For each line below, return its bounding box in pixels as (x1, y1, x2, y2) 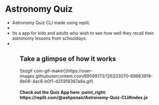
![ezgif (19, 68, 33, 74)
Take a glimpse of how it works (19, 55, 116, 63)
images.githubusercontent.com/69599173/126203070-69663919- (19, 73, 153, 79)
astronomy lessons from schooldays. (12, 35, 87, 41)
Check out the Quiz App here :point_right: (19, 89, 106, 95)
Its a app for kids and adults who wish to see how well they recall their (12, 30, 155, 36)
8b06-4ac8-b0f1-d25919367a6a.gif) (19, 78, 94, 84)
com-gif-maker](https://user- (33, 68, 93, 74)
